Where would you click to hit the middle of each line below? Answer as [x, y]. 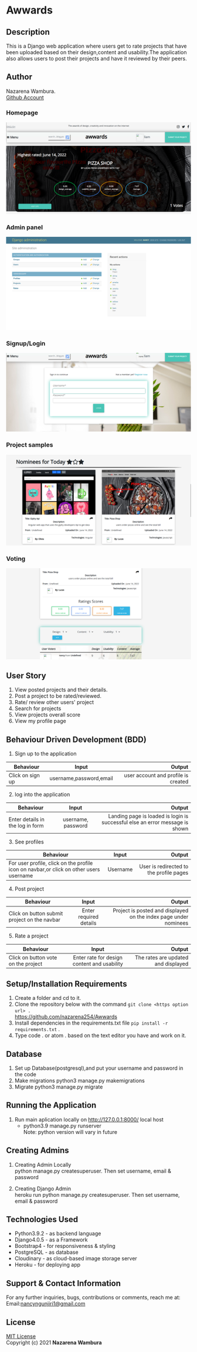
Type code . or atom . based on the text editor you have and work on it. [100, 1036]
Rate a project [31, 936]
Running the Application [51, 1105]
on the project [26, 963]
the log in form [26, 825]
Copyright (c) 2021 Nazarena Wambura [54, 1343]
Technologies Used [42, 1219]
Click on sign [24, 775]
